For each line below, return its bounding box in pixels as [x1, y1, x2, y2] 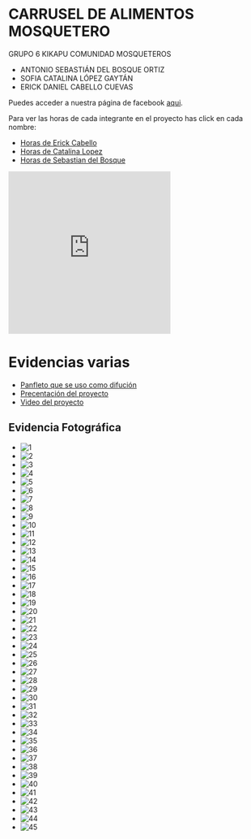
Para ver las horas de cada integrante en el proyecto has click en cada [8, 113, 244, 123]
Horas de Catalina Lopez [19, 146, 103, 156]
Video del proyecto [19, 397, 84, 407]
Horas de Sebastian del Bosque [19, 155, 125, 165]
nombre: [8, 122, 36, 132]
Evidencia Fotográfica [8, 421, 121, 435]
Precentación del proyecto [19, 388, 109, 398]
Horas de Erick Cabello [19, 137, 97, 147]
